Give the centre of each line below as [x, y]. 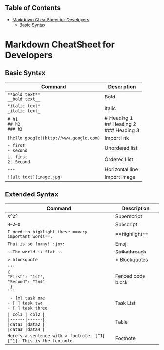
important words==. [30, 236]
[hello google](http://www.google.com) [54, 138]
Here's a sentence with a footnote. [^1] [56, 336]
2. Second [19, 162]
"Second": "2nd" [26, 282]
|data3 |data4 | [26, 329]
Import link [117, 138]
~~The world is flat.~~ [35, 252]
